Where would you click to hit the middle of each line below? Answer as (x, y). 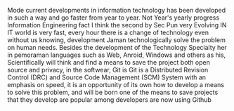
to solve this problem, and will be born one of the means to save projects (113, 92)
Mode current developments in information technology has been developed (117, 10)
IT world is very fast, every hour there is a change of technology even (108, 32)
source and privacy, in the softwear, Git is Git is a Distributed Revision (108, 70)
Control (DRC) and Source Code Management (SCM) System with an (106, 77)
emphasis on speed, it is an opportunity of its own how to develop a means (116, 85)
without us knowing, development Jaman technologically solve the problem (117, 40)
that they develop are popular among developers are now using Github (110, 100)
